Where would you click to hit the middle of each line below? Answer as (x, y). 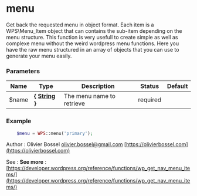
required (150, 100)
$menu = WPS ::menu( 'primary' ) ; (55, 133)
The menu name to (90, 96)
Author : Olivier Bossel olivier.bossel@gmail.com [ (66, 144)
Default (177, 86)
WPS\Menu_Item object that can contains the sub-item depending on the (94, 31)
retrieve (74, 103)
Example (19, 121)
